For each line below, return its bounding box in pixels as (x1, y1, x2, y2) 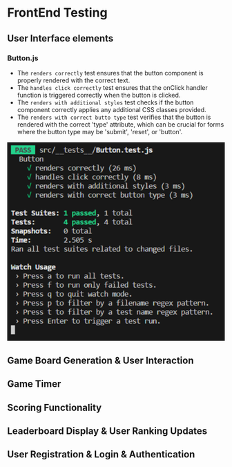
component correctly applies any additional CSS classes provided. (17, 105, 206, 113)
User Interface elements (7, 33, 114, 44)
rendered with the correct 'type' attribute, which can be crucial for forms (17, 120, 224, 129)
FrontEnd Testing (7, 5, 108, 21)
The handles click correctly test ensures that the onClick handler (17, 83, 209, 91)
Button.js (7, 53, 39, 63)
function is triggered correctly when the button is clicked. (17, 91, 181, 99)
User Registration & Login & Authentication (7, 448, 195, 461)
